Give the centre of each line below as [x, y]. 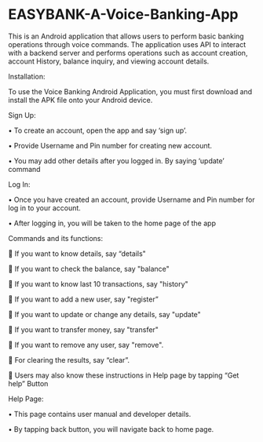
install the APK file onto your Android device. [80, 100]
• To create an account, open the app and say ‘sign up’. [97, 130]
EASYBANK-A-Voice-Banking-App [123, 15]
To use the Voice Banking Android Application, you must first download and [130, 91]
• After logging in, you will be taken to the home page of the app [112, 223]
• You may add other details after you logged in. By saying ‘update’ [117, 161]
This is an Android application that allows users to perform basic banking [126, 36]
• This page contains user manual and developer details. [100, 414]
